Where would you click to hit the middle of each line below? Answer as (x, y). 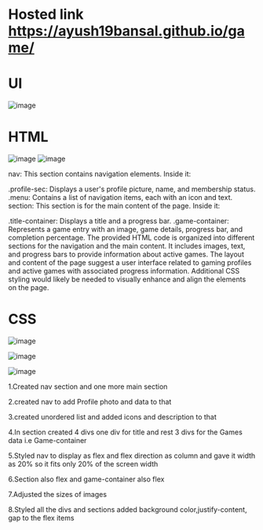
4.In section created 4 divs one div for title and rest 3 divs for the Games (126, 432)
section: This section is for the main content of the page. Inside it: (114, 206)
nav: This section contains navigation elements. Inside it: (99, 174)
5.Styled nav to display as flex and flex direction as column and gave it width (132, 456)
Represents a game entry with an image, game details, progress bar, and (126, 230)
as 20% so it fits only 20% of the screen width (83, 464)
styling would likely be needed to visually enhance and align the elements (127, 279)
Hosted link (46, 15)
